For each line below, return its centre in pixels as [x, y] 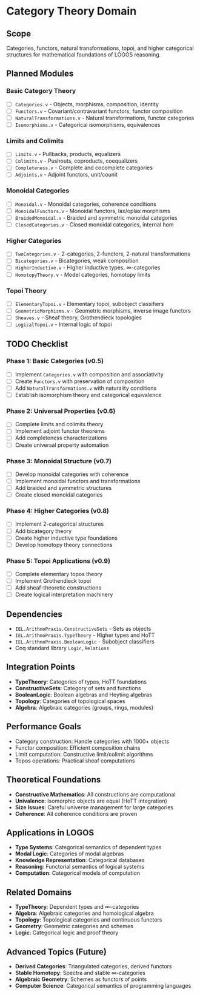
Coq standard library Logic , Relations [62, 648]
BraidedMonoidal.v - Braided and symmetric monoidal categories [96, 217]
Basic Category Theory [41, 91]
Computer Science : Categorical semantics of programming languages [103, 985]
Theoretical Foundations [54, 780]
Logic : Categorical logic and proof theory [67, 932]
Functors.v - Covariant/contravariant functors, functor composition [99, 111]
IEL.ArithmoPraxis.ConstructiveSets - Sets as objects [83, 629]
